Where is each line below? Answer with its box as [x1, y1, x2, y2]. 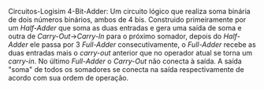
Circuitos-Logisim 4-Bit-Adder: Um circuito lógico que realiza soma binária [8, 7, 251, 16]
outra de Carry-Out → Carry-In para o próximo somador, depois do [8, 31, 222, 41]
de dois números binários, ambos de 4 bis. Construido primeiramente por [8, 15, 247, 24]
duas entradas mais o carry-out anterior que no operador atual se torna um [8, 49, 253, 57]
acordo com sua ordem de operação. [8, 74, 128, 82]
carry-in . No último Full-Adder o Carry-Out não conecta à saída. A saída [8, 56, 242, 66]
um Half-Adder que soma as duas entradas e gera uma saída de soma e [8, 23, 242, 32]
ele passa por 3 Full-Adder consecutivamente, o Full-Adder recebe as [30, 40, 256, 49]
